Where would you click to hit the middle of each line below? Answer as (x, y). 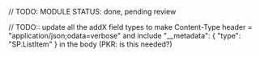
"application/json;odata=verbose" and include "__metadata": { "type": (125, 36)
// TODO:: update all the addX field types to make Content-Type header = (130, 27)
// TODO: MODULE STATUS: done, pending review (92, 12)
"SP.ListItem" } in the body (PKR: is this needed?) (90, 44)
